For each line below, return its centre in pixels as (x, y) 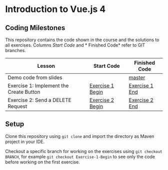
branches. (15, 50)
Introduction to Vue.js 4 (55, 9)
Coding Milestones (35, 28)
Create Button (24, 92)
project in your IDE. (25, 141)
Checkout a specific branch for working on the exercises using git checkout (84, 151)
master (137, 77)
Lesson (46, 66)
